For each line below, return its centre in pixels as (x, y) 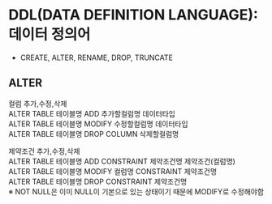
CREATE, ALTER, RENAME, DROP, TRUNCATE (96, 57)
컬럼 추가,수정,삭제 (38, 104)
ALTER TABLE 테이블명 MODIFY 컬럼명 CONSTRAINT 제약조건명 (113, 171)
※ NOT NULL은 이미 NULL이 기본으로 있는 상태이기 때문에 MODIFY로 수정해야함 (136, 191)
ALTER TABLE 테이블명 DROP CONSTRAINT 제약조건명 (98, 181)
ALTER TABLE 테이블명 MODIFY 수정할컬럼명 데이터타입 (98, 124)
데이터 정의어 (50, 35)
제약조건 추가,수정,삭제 (44, 151)
